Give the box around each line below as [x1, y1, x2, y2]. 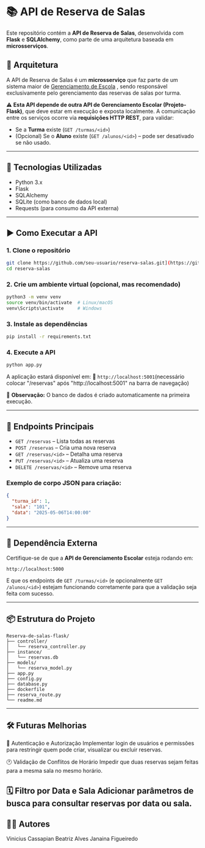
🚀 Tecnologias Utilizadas [6, 163, 102, 173]
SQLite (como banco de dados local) [15, 198, 108, 205]
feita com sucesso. [6, 590, 54, 597]
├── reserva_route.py [6, 692, 62, 698]
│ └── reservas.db [6, 654, 59, 660]
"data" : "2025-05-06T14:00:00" [12, 510, 92, 516]
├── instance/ [6, 649, 43, 656]
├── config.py [6, 676, 43, 682]
